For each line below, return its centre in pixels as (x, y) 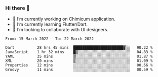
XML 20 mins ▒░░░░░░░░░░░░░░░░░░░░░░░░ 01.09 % (79, 61)
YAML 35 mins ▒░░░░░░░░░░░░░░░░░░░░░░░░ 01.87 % (79, 57)
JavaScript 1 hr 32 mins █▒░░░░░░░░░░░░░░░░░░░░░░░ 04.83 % (79, 52)
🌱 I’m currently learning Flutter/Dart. (50, 24)
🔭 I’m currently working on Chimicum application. (64, 19)
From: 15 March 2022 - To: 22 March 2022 (50, 39)
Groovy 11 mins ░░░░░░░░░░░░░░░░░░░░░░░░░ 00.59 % (79, 70)
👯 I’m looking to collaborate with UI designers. (61, 30)
